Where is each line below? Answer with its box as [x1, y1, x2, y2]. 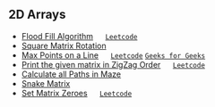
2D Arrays [8, 7, 66, 22]
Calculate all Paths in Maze [21, 69, 122, 79]
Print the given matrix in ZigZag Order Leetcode [21, 59, 205, 70]
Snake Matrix [21, 78, 71, 88]
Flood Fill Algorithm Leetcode [21, 30, 138, 41]
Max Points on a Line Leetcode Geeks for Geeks [21, 49, 206, 61]
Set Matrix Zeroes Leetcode [21, 87, 133, 98]
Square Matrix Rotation [21, 40, 107, 51]
